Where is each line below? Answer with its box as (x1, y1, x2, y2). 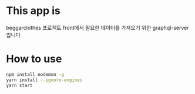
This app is (6, 4, 60, 18)
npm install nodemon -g (6, 71, 65, 77)
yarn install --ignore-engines (6, 77, 83, 83)
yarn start (6, 82, 33, 88)
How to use (6, 53, 62, 65)
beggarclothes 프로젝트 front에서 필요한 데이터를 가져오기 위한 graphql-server (6, 24, 189, 31)
